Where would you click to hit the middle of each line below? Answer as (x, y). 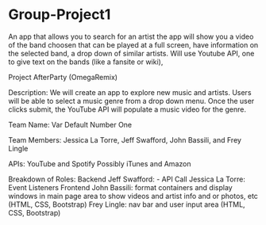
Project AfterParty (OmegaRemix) (63, 77)
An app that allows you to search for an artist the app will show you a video (131, 36)
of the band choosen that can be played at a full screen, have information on (133, 44)
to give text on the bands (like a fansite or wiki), (86, 62)
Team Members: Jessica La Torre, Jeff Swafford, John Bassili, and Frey (125, 139)
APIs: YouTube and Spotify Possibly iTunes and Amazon (100, 163)
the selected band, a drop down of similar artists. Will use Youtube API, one (131, 53)
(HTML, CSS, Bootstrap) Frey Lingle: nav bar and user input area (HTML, (127, 204)
